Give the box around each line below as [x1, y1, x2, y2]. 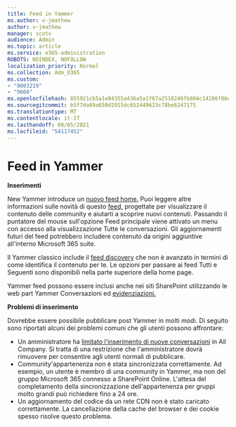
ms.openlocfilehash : [7, 96, 68, 103]
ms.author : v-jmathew [7, 17, 71, 24]
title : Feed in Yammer [7, 10, 74, 18]
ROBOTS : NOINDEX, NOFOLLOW [7, 56, 86, 63]
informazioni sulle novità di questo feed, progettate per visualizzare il [7, 202, 207, 211]
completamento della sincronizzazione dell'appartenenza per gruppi [17, 382, 216, 390]
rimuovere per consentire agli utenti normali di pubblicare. [17, 353, 185, 361]
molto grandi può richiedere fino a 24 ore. [17, 390, 139, 398]
